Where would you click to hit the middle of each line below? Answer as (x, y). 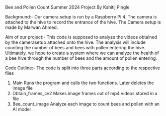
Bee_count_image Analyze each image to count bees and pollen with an (86, 104)
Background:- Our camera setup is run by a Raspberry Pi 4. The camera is (81, 17)
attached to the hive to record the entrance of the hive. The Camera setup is (83, 22)
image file (23, 88)
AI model (21, 109)
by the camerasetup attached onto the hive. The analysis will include (75, 42)
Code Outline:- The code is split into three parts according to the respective (83, 68)
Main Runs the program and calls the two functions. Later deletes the (83, 83)
